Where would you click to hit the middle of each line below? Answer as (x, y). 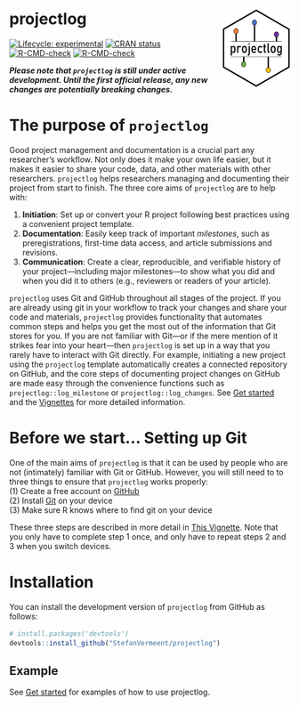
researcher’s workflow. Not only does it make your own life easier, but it (140, 159)
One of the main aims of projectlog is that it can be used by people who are (149, 462)
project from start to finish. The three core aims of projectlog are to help (142, 188)
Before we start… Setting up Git (128, 438)
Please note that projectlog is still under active (98, 70)
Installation (52, 582)
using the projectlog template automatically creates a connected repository (148, 364)
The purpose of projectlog (109, 126)
